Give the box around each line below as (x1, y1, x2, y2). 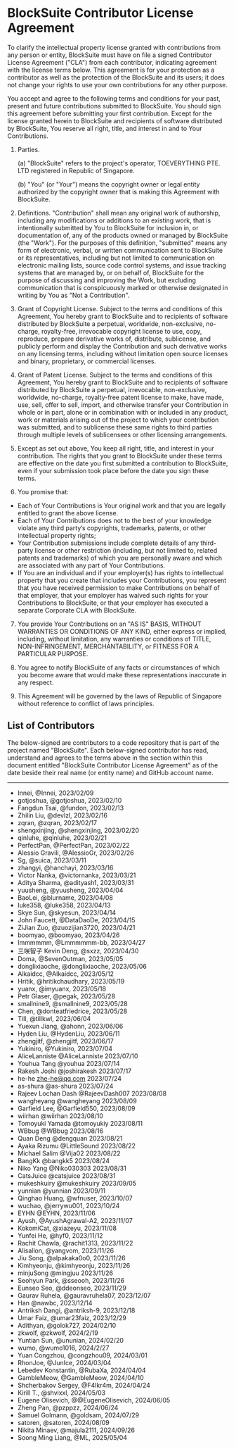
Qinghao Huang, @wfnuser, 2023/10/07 (17, 1193, 133, 1202)
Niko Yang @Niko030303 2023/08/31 (17, 1164, 126, 1172)
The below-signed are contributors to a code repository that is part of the (7, 738, 220, 747)
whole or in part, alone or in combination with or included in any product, (17, 408, 228, 416)
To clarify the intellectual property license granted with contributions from (7, 43, 221, 51)
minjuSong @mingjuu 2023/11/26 (17, 1269, 114, 1277)
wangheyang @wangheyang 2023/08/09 (17, 1096, 137, 1105)
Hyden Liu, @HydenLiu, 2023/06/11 (17, 1029, 121, 1038)
